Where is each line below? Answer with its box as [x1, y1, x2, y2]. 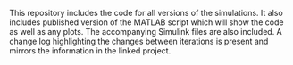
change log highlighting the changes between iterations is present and [9, 36, 269, 46]
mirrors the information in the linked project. [9, 45, 172, 56]
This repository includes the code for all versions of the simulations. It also [9, 8, 283, 18]
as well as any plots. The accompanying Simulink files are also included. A [9, 27, 283, 37]
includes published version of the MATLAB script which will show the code [9, 17, 284, 28]
